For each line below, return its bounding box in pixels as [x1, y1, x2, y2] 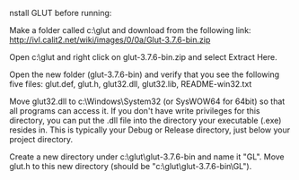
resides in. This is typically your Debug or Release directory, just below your [9, 124, 290, 135]
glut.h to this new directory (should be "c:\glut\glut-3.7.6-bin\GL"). [9, 161, 252, 171]
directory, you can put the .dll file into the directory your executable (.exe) [9, 116, 282, 125]
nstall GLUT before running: [9, 8, 112, 18]
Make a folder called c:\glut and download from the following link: [9, 25, 251, 35]
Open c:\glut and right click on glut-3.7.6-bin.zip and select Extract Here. [9, 52, 277, 62]
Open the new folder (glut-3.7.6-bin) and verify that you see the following [9, 69, 280, 80]
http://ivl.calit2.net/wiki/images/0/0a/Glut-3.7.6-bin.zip [9, 35, 211, 45]
